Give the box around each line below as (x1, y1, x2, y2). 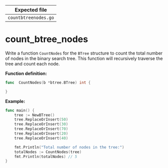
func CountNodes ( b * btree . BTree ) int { (5, 80, 91, 85)
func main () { (5, 107, 35, 113)
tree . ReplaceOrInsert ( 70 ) (14, 126, 69, 131)
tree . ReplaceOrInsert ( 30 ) (14, 122, 69, 127)
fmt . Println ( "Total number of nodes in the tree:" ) (14, 144, 124, 149)
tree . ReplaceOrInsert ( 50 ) (14, 117, 69, 122)
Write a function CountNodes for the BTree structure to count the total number (5, 50, 163, 56)
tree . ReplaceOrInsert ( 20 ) (14, 131, 69, 136)
